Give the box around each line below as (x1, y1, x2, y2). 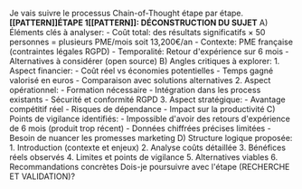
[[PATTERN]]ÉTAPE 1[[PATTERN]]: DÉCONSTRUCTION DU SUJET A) (9, 17, 269, 28)
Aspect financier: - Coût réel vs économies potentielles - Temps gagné (9, 65, 274, 76)
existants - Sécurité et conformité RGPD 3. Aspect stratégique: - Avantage (9, 94, 287, 105)
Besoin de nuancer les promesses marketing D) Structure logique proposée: (9, 133, 293, 143)
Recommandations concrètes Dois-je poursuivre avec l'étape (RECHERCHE (9, 162, 290, 172)
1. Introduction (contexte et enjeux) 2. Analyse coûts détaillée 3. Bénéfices (9, 142, 287, 153)
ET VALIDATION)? (9, 171, 75, 182)
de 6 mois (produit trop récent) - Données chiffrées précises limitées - (9, 123, 271, 134)
